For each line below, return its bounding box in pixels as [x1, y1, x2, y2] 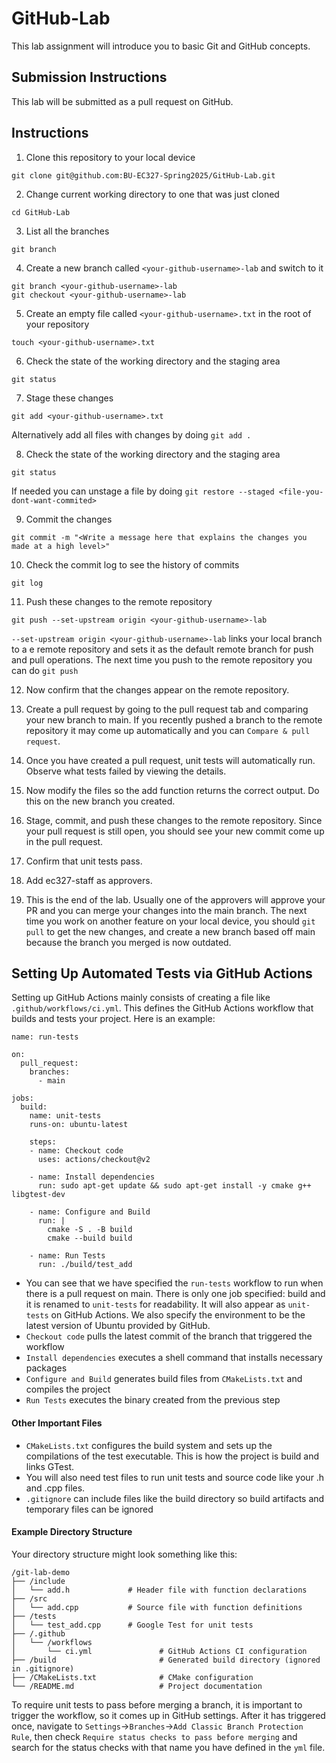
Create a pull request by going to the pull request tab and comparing [25, 703, 309, 715]
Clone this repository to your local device [25, 151, 196, 163]
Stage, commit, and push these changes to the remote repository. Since [25, 814, 323, 826]
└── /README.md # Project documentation [11, 1681, 263, 1691]
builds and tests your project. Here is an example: [11, 1013, 216, 1025]
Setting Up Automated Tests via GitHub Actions [11, 965, 313, 982]
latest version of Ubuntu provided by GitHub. [25, 1320, 211, 1332]
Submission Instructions [11, 69, 168, 86]
